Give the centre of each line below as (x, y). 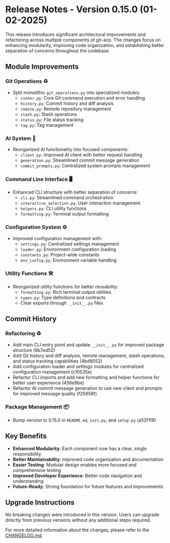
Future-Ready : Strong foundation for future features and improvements (88, 486)
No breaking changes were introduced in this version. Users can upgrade (82, 515)
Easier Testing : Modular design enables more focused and (75, 465)
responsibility (27, 454)
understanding (28, 481)
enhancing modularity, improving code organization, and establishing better (85, 45)
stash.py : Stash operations (49, 114)
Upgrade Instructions (40, 502)
